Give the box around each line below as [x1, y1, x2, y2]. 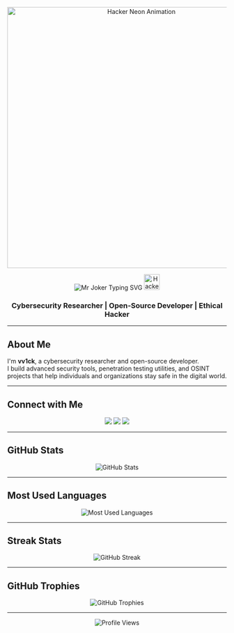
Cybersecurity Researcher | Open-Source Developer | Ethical [11, 300, 223, 310]
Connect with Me [7, 398, 84, 410]
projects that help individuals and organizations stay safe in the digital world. [7, 372, 227, 380]
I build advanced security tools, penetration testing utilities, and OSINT [7, 364, 210, 373]
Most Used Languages [7, 490, 107, 501]
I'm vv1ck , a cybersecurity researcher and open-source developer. [7, 357, 200, 366]
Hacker [104, 309, 130, 319]
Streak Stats [7, 535, 62, 547]
